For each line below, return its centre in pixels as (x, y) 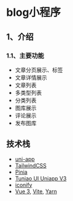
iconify (24, 185)
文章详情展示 (31, 77)
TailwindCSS (31, 165)
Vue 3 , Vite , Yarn (36, 191)
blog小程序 (34, 12)
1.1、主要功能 (25, 55)
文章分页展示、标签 (39, 70)
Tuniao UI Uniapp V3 (41, 178)
